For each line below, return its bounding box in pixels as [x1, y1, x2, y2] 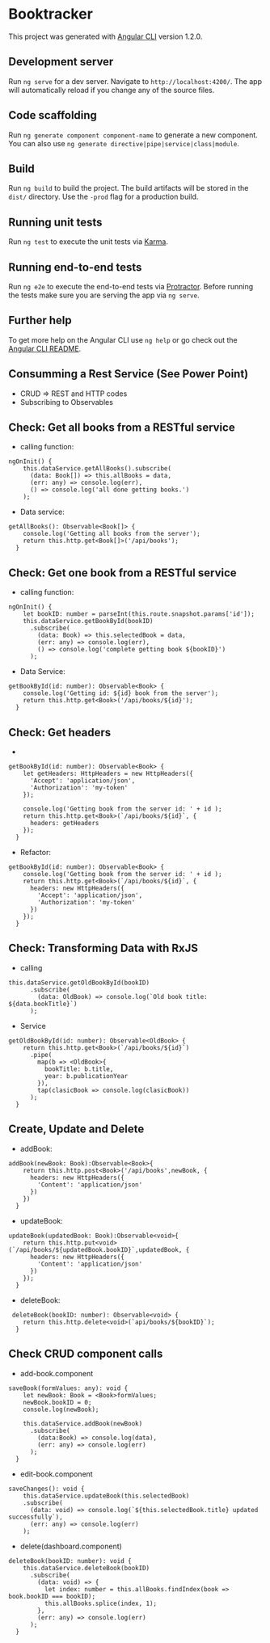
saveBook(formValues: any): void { [8, 1384, 129, 1392]
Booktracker [8, 5, 93, 23]
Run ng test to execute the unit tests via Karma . [8, 237, 168, 246]
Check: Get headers [8, 725, 112, 739]
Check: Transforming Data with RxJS [8, 942, 199, 955]
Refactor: [19, 848, 51, 857]
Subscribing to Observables [19, 397, 113, 407]
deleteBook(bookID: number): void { [8, 1557, 132, 1565]
